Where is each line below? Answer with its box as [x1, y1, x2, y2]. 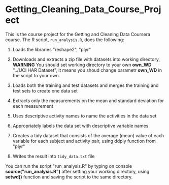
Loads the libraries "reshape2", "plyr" [12, 46, 91, 52]
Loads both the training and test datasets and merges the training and [12, 82, 159, 88]
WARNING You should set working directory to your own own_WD [12, 61, 152, 68]
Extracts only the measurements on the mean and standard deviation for [12, 98, 164, 104]
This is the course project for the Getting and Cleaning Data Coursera [5, 31, 151, 37]
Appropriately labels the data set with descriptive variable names [12, 122, 149, 129]
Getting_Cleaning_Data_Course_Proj [5, 4, 161, 15]
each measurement [12, 103, 53, 109]
